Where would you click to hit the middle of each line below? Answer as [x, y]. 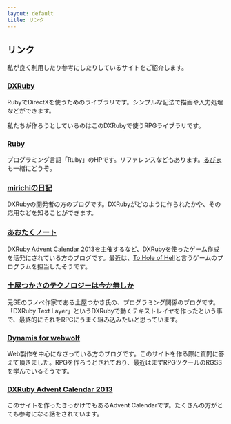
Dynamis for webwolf [44, 338]
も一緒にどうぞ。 [31, 168]
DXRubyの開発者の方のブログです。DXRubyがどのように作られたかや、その [114, 204]
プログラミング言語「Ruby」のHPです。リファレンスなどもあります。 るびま [114, 159]
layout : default [30, 13]
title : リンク [26, 20]
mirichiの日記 [30, 187]
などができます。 [31, 111]
